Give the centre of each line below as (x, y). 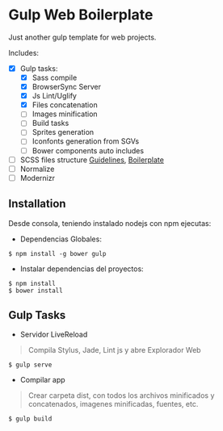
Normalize (37, 169)
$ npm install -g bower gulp (57, 253)
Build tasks (50, 123)
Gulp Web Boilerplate (81, 15)
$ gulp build (30, 419)
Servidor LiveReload (54, 335)
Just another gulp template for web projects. (82, 37)
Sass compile (55, 77)
